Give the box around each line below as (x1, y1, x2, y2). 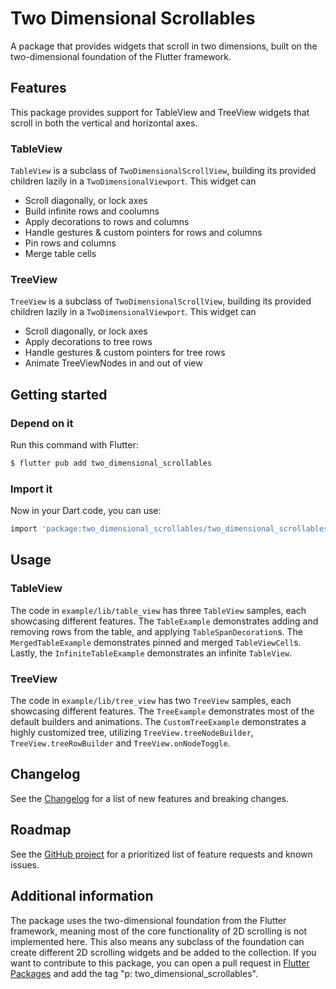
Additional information (10, 888, 154, 905)
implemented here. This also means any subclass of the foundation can (10, 935, 305, 947)
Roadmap (10, 822, 72, 839)
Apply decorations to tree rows (24, 336, 153, 348)
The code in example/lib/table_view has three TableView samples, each (10, 604, 307, 616)
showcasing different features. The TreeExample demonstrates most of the (10, 705, 315, 717)
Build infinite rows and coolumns (24, 205, 160, 217)
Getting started (10, 386, 108, 403)
